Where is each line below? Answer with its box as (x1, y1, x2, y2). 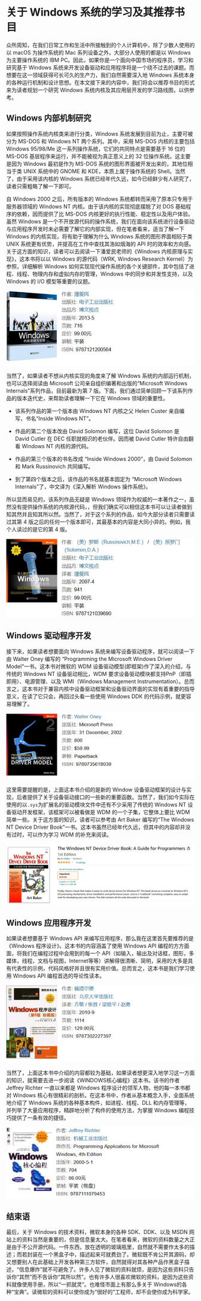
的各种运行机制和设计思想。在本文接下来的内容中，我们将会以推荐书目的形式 (6, 79, 195, 86)
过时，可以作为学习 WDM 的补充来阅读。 (11, 831, 112, 838)
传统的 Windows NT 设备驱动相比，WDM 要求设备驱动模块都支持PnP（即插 (6, 670, 192, 677)
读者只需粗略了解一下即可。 (6, 182, 75, 189)
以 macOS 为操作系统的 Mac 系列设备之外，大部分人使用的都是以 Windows (6, 49, 191, 56)
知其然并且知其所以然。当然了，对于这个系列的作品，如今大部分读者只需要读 (6, 511, 195, 518)
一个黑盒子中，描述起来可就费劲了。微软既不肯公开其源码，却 (42, 1251, 195, 1258)
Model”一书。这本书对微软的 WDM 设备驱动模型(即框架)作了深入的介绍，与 (6, 663, 191, 670)
